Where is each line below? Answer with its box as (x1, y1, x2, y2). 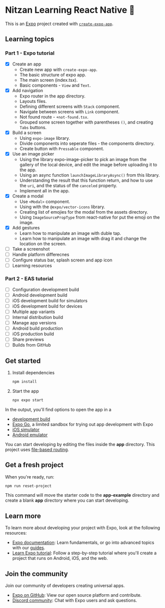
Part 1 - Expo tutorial (5, 50, 55, 57)
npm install (12, 379, 37, 384)
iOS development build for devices (12, 303, 83, 309)
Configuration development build (12, 287, 79, 292)
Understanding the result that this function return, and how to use (19, 177, 153, 183)
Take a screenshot (12, 246, 50, 252)
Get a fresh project (5, 461, 64, 469)
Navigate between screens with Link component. (19, 108, 120, 115)
